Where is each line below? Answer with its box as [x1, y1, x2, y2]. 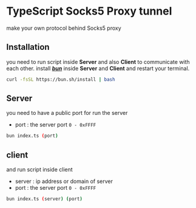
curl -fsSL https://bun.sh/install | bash [6, 76, 115, 83]
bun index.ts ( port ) [6, 133, 59, 139]
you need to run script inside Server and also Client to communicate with [6, 58, 190, 65]
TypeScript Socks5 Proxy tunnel [6, 4, 172, 18]
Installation [6, 42, 50, 52]
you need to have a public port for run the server [6, 109, 128, 117]
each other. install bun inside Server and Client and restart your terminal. [6, 64, 190, 72]
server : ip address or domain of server [15, 178, 113, 185]
